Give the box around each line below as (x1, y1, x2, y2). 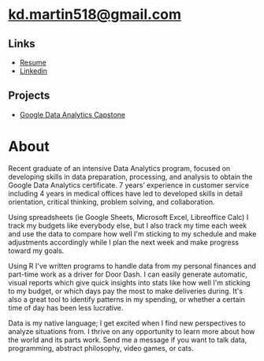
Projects (8, 89, 50, 102)
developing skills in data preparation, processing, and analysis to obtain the (8, 172, 254, 181)
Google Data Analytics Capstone (19, 110, 126, 119)
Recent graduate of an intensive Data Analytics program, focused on (8, 163, 231, 173)
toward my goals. (8, 246, 65, 255)
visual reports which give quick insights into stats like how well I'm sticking (8, 277, 251, 287)
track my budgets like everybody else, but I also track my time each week (8, 221, 247, 230)
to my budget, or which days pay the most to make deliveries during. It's (8, 286, 243, 296)
